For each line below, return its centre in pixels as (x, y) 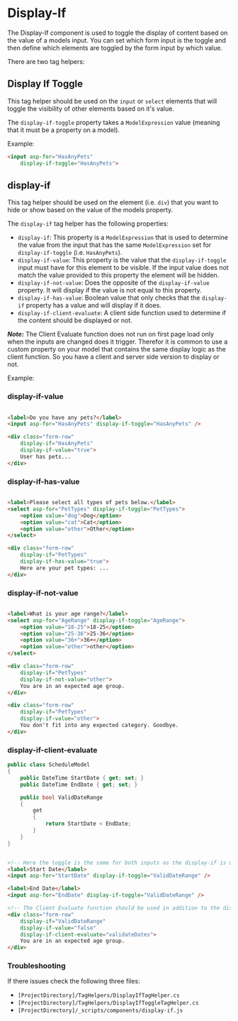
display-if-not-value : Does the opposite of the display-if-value (114, 283)
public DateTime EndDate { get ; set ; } (79, 785)
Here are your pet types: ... (65, 568)
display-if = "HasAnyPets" (57, 444)
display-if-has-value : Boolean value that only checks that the (109, 298)
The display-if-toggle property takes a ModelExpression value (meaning (114, 122)
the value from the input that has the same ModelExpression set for (114, 245)
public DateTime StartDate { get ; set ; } (82, 778)
